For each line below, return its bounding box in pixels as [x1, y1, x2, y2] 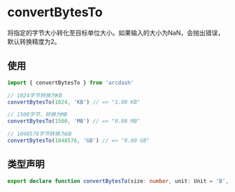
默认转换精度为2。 [7, 37, 61, 46]
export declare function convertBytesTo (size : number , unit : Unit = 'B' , [7, 177, 229, 184]
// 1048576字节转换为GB [7, 131, 72, 138]
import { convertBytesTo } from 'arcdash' [7, 79, 134, 86]
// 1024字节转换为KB [7, 92, 62, 99]
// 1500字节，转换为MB [7, 111, 68, 119]
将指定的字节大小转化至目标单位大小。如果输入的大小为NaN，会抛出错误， [7, 28, 224, 37]
